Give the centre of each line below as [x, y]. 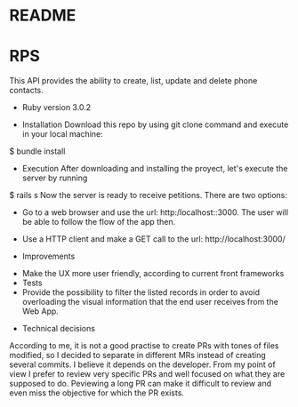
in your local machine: [63, 134]
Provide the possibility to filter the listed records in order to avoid [141, 292]
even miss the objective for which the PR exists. [97, 393]
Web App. [40, 311]
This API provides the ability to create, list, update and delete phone [133, 81]
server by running [55, 178]
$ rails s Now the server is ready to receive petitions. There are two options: [148, 196]
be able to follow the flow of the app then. [99, 222]
